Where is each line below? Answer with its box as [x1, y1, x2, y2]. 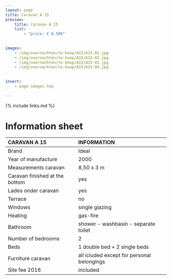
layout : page [5, 7, 33, 13]
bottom [8, 179, 26, 186]
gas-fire [78, 212, 99, 219]
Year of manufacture [8, 156, 57, 163]
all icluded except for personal [78, 252, 151, 259]
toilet [78, 227, 91, 234]
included [78, 267, 99, 274]
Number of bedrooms [8, 235, 60, 242]
